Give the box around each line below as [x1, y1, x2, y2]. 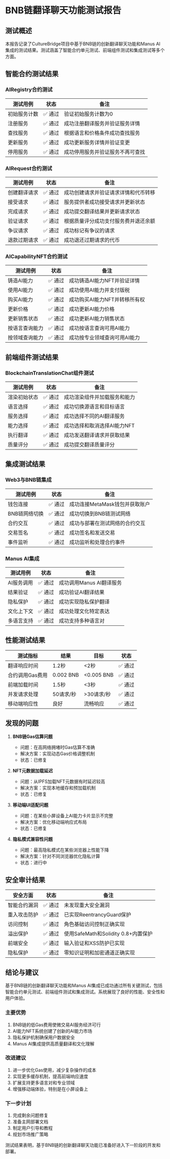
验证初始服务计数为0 [64, 110, 113, 117]
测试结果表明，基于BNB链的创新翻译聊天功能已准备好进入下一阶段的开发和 [5, 1142, 161, 1148]
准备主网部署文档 [12, 1118, 49, 1125]
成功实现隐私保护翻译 [59, 598, 110, 605]
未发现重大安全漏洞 [64, 902, 110, 909]
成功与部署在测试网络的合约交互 [69, 519, 146, 527]
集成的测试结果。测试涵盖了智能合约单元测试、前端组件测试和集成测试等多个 [5, 47, 165, 53]
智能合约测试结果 [5, 69, 59, 79]
